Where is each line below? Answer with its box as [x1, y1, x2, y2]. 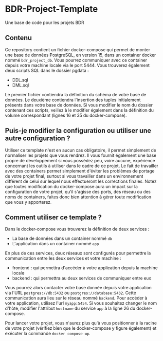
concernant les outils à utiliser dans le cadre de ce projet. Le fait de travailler [5, 163, 159, 169]
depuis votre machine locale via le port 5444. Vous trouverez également [5, 62, 150, 68]
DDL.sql [12, 77, 28, 83]
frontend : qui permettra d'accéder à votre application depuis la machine [12, 265, 158, 271]
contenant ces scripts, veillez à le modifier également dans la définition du [5, 107, 154, 113]
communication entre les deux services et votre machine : [5, 256, 122, 261]
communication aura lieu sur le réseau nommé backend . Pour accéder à [5, 295, 147, 301]
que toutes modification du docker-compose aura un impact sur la [5, 183, 138, 189]
